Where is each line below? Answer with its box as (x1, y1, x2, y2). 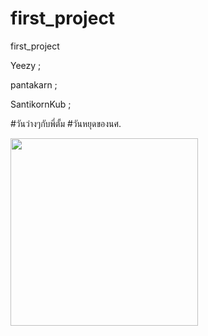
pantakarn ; (10, 78, 58, 91)
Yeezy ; (10, 59, 42, 71)
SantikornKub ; (10, 98, 72, 110)
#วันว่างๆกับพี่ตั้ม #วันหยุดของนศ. (10, 117, 122, 129)
